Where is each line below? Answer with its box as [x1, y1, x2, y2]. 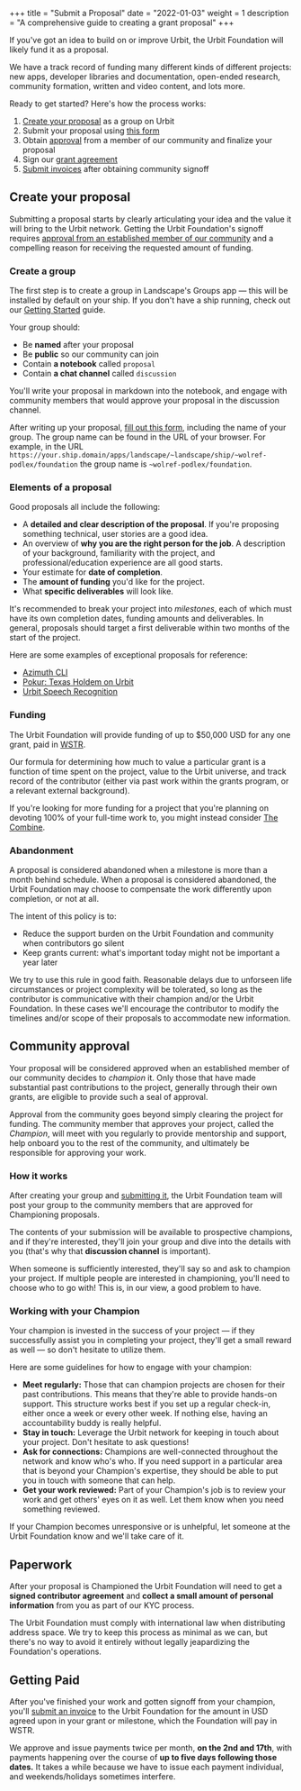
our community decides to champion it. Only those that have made [9, 1072, 256, 1083]
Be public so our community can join [22, 349, 159, 359]
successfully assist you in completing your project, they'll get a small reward [9, 1335, 292, 1346]
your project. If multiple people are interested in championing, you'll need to [9, 1273, 290, 1284]
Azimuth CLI [22, 667, 68, 678]
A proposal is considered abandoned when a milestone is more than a [9, 865, 268, 875]
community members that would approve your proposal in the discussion [9, 395, 280, 406]
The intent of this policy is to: [9, 911, 117, 922]
